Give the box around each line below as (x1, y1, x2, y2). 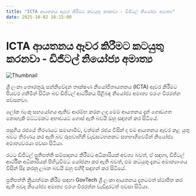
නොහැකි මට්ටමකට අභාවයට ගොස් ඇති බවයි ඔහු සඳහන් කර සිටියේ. (6, 115, 159, 122)
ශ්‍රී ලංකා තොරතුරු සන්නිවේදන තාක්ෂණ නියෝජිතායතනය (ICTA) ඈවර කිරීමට (6, 83, 177, 90)
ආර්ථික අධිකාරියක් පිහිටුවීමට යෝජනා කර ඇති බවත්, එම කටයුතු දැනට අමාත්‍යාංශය (6, 158, 188, 165)
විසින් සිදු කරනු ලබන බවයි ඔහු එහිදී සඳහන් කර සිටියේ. (6, 165, 126, 172)
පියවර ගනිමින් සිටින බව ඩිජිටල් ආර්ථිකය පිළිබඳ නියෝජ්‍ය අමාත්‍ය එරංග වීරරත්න (6, 90, 181, 97)
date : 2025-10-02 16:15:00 (6, 14, 72, 20)
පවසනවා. (6, 96, 28, 103)
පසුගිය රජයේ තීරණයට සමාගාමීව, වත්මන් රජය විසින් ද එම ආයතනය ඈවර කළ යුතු (6, 127, 190, 134)
